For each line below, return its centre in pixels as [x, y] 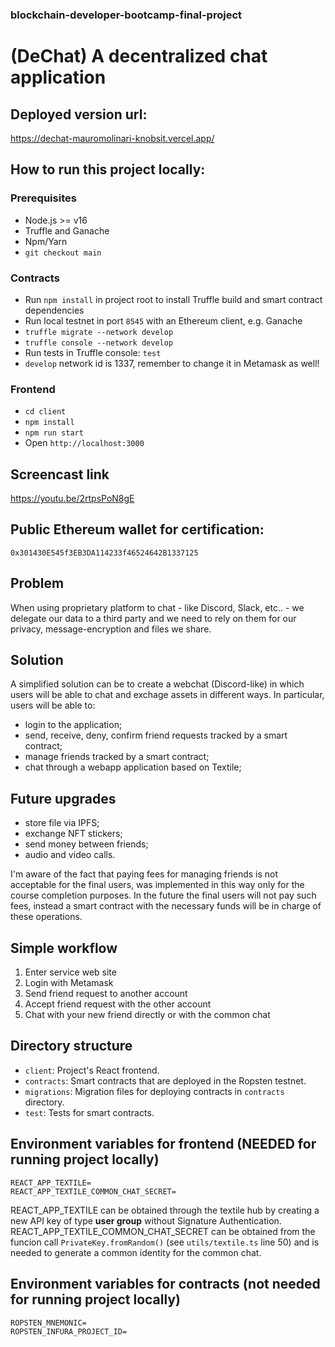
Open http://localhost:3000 [84, 443]
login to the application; [73, 725]
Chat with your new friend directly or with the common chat [147, 1015]
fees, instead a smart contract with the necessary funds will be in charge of [166, 906]
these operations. [46, 917]
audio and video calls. [70, 855]
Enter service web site [70, 972]
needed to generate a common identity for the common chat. [136, 1252]
